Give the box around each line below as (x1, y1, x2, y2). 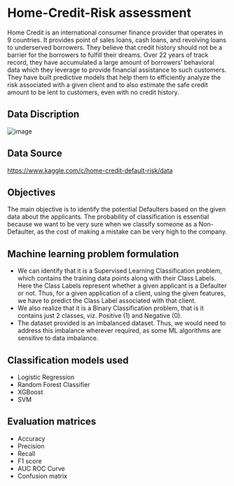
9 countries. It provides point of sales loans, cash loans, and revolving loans (7, 35, 226, 44)
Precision (17, 442, 45, 450)
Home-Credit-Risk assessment (7, 5, 191, 21)
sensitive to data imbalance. (17, 334, 99, 343)
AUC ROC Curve (17, 464, 65, 473)
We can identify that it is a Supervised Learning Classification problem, (17, 267, 223, 275)
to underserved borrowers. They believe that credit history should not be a (7, 43, 223, 51)
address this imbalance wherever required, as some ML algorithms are (17, 326, 221, 335)
